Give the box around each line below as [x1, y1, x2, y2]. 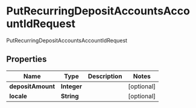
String [60, 92, 80, 100]
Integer [60, 82, 83, 91]
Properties [6, 54, 47, 64]
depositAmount [9, 82, 55, 91]
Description [87, 72, 122, 80]
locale [9, 92, 27, 100]
